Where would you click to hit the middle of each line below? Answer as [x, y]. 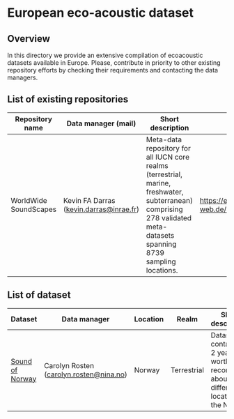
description [170, 128]
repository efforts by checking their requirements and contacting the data [112, 70]
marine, [158, 183]
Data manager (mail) [101, 123]
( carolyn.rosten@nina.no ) [86, 374]
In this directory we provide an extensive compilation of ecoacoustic [105, 55]
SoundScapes [34, 209]
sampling [161, 261]
